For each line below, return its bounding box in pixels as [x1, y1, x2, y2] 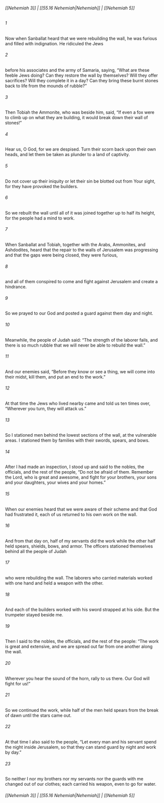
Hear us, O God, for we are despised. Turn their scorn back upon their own [5, 146, 156, 152]
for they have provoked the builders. [5, 183, 78, 189]
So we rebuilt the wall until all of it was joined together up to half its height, [5, 210, 156, 216]
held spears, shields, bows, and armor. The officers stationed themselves [5, 543, 153, 549]
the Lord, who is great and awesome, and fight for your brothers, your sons [5, 474, 157, 481]
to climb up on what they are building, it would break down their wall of [5, 115, 148, 121]
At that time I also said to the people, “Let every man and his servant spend [5, 739, 157, 745]
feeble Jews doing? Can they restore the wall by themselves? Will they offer [5, 72, 158, 78]
